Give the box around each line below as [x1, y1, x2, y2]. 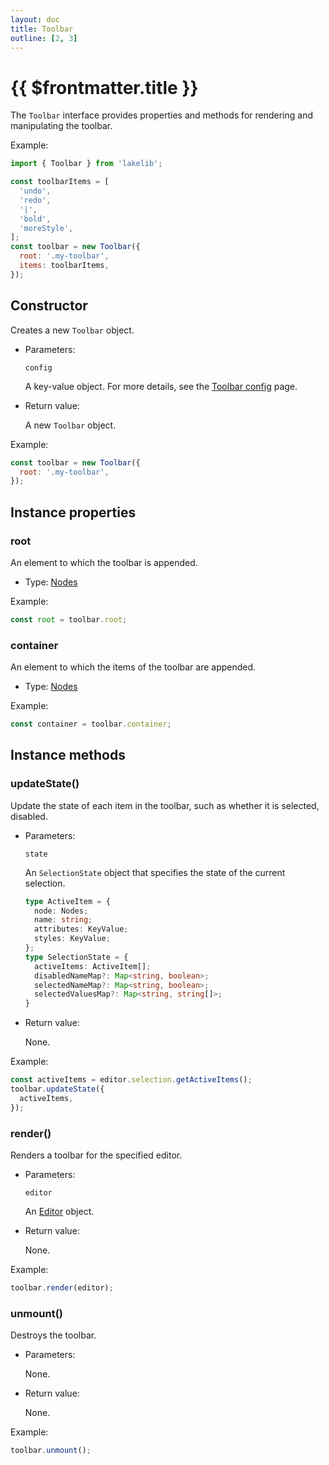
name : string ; [34, 915, 93, 925]
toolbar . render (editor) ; [10, 1282, 114, 1293]
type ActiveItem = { [24, 896, 111, 906]
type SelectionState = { [24, 952, 129, 962]
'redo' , [19, 195, 52, 205]
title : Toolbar [10, 24, 74, 34]
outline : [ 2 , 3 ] [10, 33, 78, 43]
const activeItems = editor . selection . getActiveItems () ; [10, 1075, 253, 1085]
